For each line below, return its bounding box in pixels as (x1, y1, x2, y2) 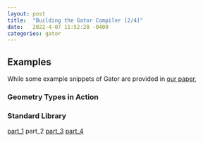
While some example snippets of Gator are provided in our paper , (7, 75, 197, 83)
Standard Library (7, 110, 67, 120)
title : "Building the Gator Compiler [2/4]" (7, 17, 143, 24)
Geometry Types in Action (7, 92, 99, 102)
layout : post (7, 10, 46, 18)
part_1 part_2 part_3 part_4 (7, 127, 84, 136)
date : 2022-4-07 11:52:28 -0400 (7, 23, 109, 30)
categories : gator (7, 30, 61, 37)
